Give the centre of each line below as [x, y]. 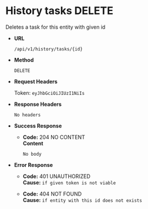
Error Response [33, 165]
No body [32, 154]
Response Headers [38, 104]
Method [24, 60]
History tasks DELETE [60, 11]
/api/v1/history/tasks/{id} [48, 49]
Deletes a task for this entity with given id [55, 27]
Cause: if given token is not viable [69, 182]
